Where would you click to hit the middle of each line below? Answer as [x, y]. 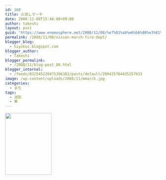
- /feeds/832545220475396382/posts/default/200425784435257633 [76, 74]
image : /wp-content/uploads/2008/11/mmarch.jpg [55, 79]
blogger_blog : [20, 42]
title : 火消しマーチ [24, 14]
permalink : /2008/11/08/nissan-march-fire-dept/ [56, 38]
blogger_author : [22, 51]
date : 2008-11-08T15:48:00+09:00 [40, 19]
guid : [11, 33]
